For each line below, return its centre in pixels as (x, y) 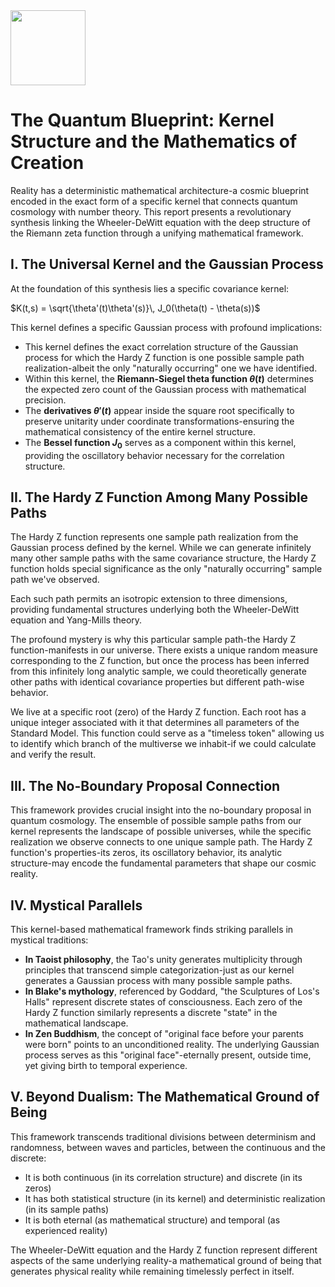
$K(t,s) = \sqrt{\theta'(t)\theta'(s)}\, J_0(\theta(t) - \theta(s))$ (135, 308)
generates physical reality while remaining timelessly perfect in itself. (152, 1271)
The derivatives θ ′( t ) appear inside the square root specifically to (159, 410)
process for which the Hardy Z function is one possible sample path (164, 357)
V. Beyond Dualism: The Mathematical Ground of (165, 1097)
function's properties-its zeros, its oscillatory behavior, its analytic (146, 853)
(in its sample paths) (67, 1209)
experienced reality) (66, 1230)
